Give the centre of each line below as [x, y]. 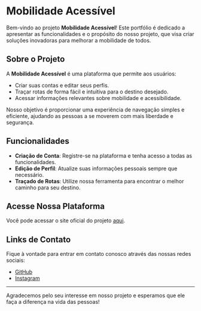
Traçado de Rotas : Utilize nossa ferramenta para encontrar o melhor [99, 181]
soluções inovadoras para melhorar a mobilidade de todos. [79, 40]
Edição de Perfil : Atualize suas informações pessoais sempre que [96, 168]
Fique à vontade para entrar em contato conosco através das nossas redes [99, 254]
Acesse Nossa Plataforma [55, 206]
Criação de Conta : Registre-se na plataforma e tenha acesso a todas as [103, 155]
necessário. [29, 174]
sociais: [16, 260]
